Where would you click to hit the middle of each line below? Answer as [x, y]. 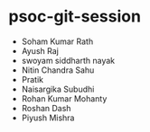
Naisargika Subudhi [58, 89]
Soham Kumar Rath [57, 41]
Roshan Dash [46, 108]
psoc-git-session [75, 17]
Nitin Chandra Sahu [58, 70]
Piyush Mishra [48, 118]
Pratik [33, 79]
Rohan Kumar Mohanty [64, 98]
